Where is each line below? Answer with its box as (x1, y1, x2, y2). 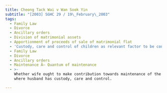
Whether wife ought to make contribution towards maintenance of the (14, 72, 162, 77)
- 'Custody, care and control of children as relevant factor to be (9, 44, 155, 49)
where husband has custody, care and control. (14, 76, 112, 81)
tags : (5, 16, 16, 21)
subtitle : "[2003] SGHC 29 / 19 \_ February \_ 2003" (5, 12, 110, 17)
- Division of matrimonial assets (9, 35, 81, 40)
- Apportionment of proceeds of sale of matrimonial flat (9, 40, 133, 45)
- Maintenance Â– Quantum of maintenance (9, 62, 97, 67)
